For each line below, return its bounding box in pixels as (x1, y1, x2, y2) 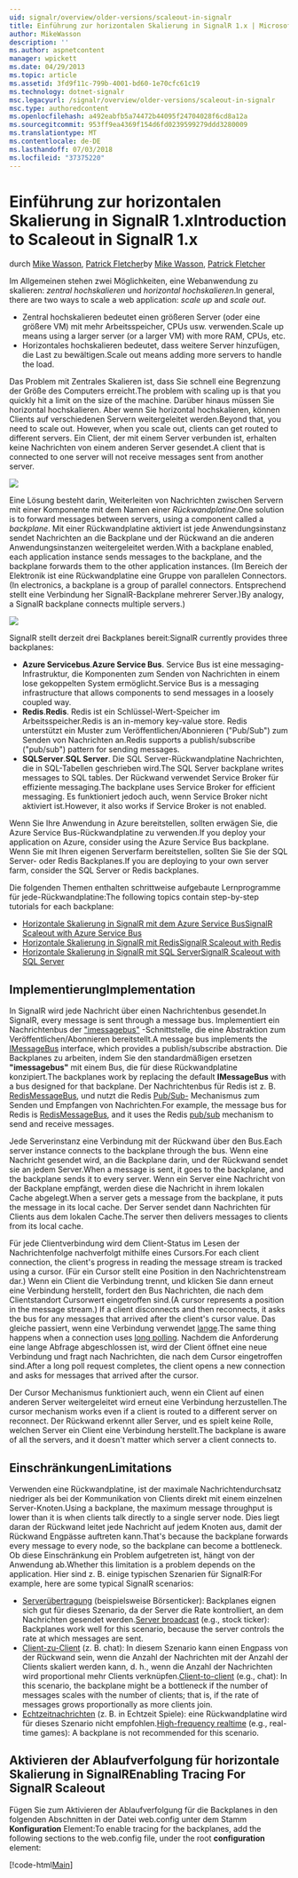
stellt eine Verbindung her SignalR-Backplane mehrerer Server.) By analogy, (9, 590, 285, 600)
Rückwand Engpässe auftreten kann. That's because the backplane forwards (9, 1531, 288, 1541)
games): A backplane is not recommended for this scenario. (40, 1728, 260, 1739)
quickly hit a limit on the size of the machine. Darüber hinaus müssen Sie (9, 395, 275, 406)
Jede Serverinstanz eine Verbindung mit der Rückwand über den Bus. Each (9, 1136, 283, 1146)
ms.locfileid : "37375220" (9, 153, 105, 162)
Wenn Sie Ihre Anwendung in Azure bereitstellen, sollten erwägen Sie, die (9, 818, 278, 828)
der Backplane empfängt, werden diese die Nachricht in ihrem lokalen (9, 1183, 264, 1194)
